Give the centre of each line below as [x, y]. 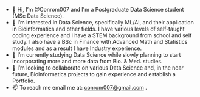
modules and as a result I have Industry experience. [77, 48]
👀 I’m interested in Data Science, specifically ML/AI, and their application [103, 22]
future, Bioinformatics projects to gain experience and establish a [94, 74]
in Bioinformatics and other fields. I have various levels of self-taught [98, 29]
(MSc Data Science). [38, 16]
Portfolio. [23, 81]
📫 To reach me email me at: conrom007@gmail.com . [80, 88]
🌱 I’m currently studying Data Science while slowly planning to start [96, 55]
